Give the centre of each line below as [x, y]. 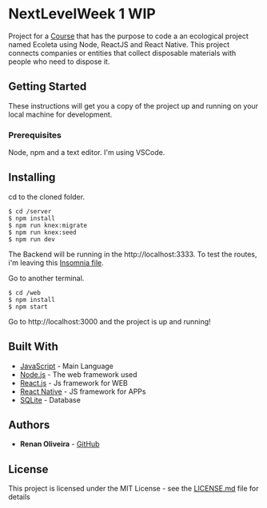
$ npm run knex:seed [43, 232]
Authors [29, 425]
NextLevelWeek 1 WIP [82, 14]
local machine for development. [60, 114]
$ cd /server [30, 211]
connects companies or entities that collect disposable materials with [122, 53]
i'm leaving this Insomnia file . [56, 262]
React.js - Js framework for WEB [74, 383]
